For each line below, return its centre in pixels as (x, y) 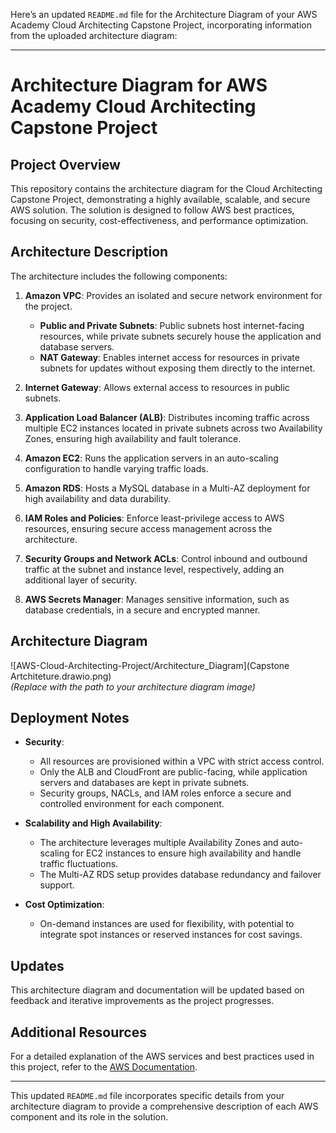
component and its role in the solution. (89, 1117)
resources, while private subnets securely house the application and (180, 336)
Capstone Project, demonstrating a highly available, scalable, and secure (160, 199)
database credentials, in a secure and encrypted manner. (142, 610)
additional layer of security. (81, 580)
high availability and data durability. (98, 498)
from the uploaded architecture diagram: (94, 35)
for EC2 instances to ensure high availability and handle (186, 853)
